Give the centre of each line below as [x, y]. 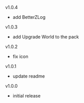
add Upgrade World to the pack [46, 37]
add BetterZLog [29, 17]
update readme [29, 76]
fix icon [21, 56]
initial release [26, 96]
